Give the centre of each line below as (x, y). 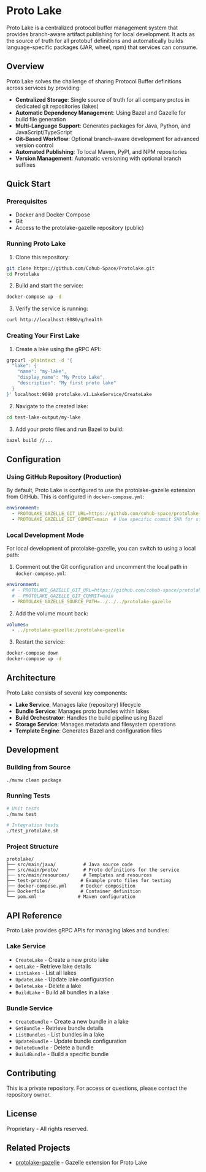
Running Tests (28, 796)
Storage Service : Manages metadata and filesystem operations (95, 724)
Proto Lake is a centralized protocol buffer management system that (92, 28)
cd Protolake (23, 274)
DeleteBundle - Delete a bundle (54, 1047)
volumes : (17, 625)
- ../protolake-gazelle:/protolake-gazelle (68, 630)
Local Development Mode (45, 535)
